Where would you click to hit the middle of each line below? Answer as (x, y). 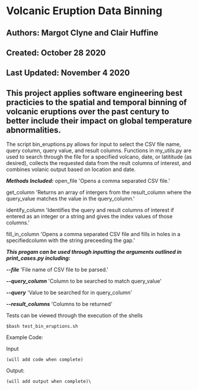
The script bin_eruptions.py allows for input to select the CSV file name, (94, 144)
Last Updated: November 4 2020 (68, 73)
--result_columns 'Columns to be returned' (59, 304)
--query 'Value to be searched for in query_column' (69, 293)
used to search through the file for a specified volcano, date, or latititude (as (99, 157)
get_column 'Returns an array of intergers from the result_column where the (99, 192)
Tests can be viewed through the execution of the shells (75, 315)
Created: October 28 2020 (56, 52)
